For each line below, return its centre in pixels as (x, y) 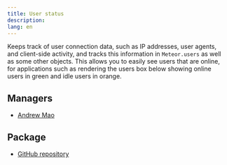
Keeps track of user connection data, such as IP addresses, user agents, (112, 47)
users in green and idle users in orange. (64, 76)
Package (27, 137)
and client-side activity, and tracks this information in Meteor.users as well (114, 54)
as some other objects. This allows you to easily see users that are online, (114, 62)
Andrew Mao (36, 115)
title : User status (36, 14)
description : (26, 20)
